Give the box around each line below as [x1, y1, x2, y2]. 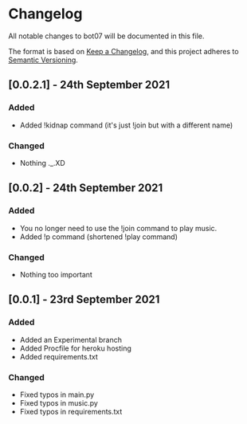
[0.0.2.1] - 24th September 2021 [8, 78, 170, 92]
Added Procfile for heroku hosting [19, 344, 131, 353]
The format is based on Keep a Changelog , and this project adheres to [8, 46, 239, 56]
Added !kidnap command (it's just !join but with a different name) [19, 120, 233, 130]
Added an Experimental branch [19, 335, 122, 344]
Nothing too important [19, 269, 93, 279]
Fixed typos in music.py [19, 398, 98, 407]
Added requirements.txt [19, 351, 98, 361]
